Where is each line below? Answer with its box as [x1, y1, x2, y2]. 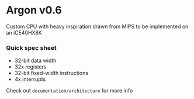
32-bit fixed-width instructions [14, 70, 89, 77]
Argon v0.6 [6, 4, 63, 17]
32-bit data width [14, 57, 57, 64]
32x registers [14, 63, 47, 70]
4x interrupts [14, 76, 46, 83]
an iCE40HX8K [6, 29, 42, 36]
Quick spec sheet [6, 43, 57, 52]
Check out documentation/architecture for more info [6, 87, 133, 94]
